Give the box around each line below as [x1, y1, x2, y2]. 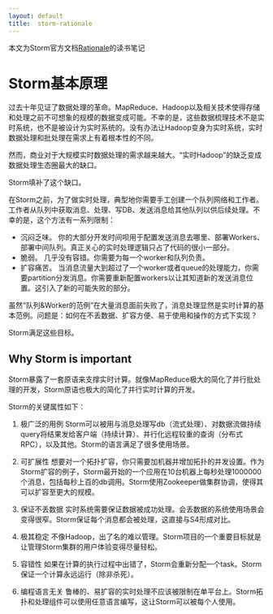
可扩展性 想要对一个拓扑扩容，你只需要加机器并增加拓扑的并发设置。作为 [19, 456, 265, 467]
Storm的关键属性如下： [8, 402, 86, 412]
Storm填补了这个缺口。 [8, 178, 86, 188]
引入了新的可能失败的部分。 [41, 283, 135, 293]
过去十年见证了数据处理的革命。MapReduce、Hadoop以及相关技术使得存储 [8, 102, 261, 112]
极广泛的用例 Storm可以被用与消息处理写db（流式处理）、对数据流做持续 [19, 419, 262, 429]
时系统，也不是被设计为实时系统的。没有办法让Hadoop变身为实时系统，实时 [8, 123, 263, 132]
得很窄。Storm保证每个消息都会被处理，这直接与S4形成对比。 [27, 515, 236, 525]
